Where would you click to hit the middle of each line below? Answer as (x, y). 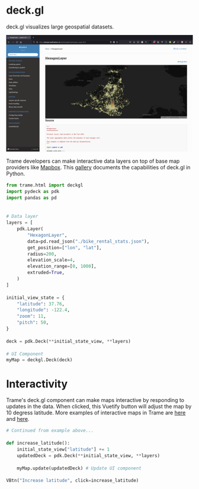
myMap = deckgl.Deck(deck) (39, 360)
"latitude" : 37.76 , (41, 304)
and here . (18, 419)
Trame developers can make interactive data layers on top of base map (93, 161)
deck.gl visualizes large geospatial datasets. (60, 27)
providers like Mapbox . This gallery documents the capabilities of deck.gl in (98, 167)
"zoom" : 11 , (31, 316)
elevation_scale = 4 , (52, 260)
